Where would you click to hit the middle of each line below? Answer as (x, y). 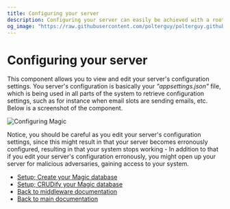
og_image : (21, 26)
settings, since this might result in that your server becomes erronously (108, 142)
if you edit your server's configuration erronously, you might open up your (112, 157)
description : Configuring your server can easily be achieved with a (108, 20)
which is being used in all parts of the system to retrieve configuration (106, 94)
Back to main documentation (57, 199)
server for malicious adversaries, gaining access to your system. (98, 164)
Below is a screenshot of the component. (65, 108)
